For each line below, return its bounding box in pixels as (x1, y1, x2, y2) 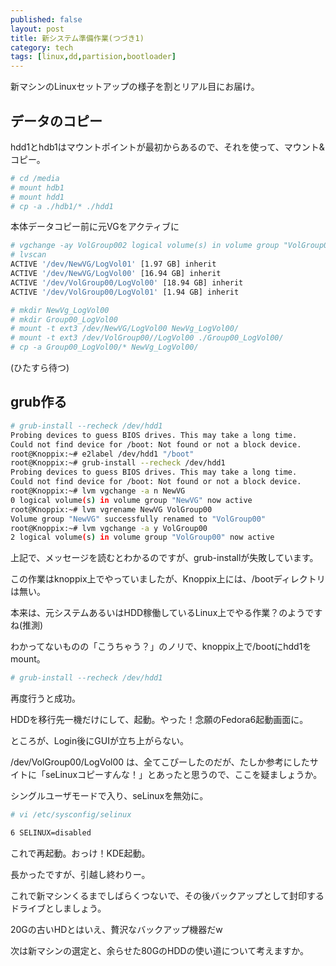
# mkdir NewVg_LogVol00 (10, 305, 110, 315)
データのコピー (10, 112, 103, 130)
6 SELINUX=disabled (10, 828, 92, 838)
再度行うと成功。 (10, 692, 81, 705)
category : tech (10, 42, 74, 53)
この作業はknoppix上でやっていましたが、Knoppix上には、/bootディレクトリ (10, 573, 326, 585)
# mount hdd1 (10, 192, 65, 202)
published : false (10, 14, 83, 25)
